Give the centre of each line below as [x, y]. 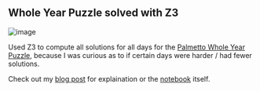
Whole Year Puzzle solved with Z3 [93, 13]
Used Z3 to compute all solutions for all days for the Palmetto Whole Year [127, 47]
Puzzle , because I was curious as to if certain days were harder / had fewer [130, 55]
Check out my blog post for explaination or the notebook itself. [109, 78]
